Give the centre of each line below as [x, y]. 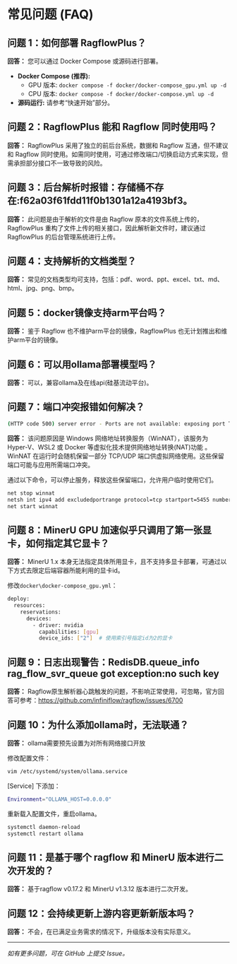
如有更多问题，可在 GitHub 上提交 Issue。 [68, 953]
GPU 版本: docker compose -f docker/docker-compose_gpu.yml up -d [127, 85]
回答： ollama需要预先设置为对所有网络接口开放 [77, 743]
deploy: [19, 599]
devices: [39, 618]
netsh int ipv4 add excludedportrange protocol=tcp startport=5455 [109, 500]
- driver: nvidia [58, 625]
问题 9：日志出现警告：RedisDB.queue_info [103, 662]
